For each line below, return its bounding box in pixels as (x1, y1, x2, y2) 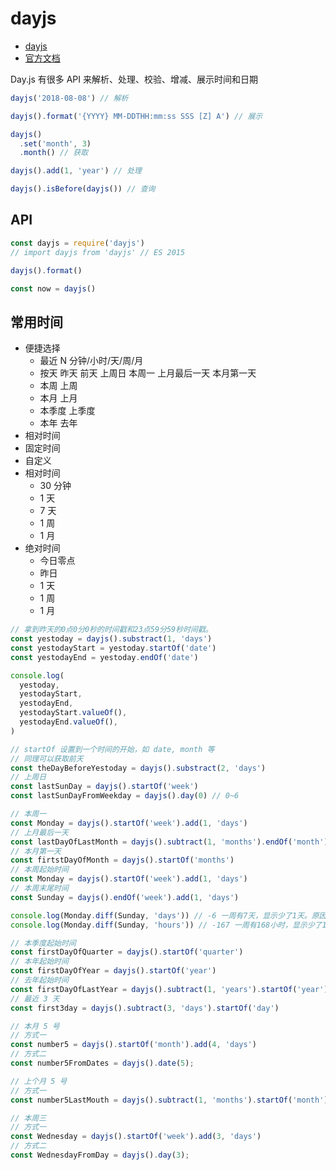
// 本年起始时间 (10, 957, 69, 967)
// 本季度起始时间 (10, 938, 77, 948)
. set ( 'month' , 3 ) (19, 138, 92, 149)
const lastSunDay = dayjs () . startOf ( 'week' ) (10, 782, 199, 792)
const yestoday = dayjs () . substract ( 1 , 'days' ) (10, 634, 213, 644)
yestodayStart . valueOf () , (19, 708, 128, 718)
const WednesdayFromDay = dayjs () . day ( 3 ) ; (10, 1150, 190, 1161)
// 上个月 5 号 (10, 1076, 68, 1086)
